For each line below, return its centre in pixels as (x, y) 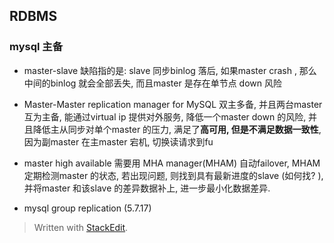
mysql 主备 (36, 47)
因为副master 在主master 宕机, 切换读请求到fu (118, 141)
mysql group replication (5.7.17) (87, 208)
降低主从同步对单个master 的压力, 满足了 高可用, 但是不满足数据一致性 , (177, 129)
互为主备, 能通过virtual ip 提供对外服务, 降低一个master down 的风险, (165, 116)
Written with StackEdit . (81, 227)
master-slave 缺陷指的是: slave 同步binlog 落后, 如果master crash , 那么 (170, 70)
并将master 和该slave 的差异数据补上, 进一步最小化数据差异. (147, 188)
